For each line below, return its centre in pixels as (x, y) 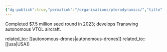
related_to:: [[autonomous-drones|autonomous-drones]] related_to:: (75, 39)
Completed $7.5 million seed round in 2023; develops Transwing (72, 24)
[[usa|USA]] (18, 44)
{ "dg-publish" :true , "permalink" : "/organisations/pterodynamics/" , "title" (84, 10)
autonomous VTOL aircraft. (33, 29)
